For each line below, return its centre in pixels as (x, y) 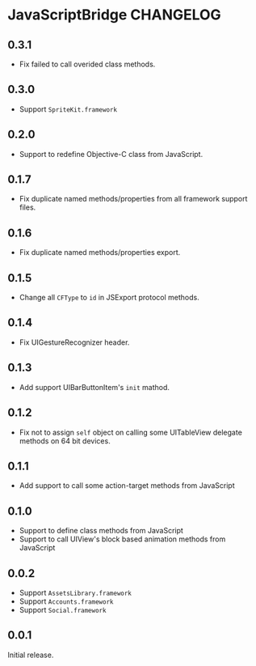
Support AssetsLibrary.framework (76, 592)
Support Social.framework (63, 609)
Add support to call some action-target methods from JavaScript (127, 486)
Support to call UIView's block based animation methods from (122, 539)
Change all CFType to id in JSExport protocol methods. (109, 298)
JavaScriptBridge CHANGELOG (114, 15)
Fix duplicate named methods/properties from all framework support (133, 199)
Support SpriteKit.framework (68, 109)
